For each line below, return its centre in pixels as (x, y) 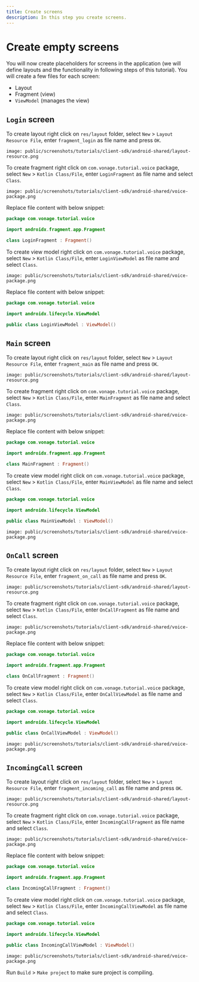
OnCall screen (32, 555)
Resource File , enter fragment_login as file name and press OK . (84, 140)
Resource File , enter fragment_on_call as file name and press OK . (87, 576)
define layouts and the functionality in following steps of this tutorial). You (97, 70)
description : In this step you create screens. (67, 17)
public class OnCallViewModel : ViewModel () (62, 733)
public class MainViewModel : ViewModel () (60, 521)
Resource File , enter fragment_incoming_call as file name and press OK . (94, 788)
